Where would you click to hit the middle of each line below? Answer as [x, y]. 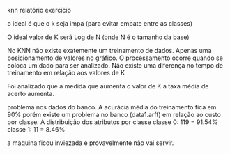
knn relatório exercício [39, 10]
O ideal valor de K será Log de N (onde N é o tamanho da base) [98, 37]
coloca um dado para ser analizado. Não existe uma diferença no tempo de [115, 65]
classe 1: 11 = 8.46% [36, 129]
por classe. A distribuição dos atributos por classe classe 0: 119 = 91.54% [113, 122]
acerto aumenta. [31, 94]
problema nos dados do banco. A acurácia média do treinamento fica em [112, 107]
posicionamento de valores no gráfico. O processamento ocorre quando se [115, 58]
